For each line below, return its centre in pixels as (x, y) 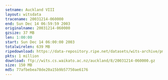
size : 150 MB (19, 65)
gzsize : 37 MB (20, 33)
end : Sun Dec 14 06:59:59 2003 (38, 24)
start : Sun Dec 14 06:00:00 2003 (40, 42)
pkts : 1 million (22, 56)
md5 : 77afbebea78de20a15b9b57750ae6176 (47, 70)
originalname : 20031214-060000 (38, 28)
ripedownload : (20, 51)
